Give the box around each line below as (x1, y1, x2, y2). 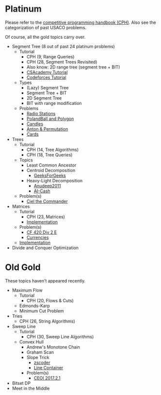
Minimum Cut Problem (19, 308, 64, 314)
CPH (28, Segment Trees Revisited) (26, 59, 97, 65)
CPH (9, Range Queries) (26, 53, 75, 59)
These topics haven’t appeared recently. (5, 278, 86, 284)
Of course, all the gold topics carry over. (5, 34, 86, 40)
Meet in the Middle (12, 385, 50, 391)
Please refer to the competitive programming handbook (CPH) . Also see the (5, 19, 156, 25)
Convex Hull (19, 339, 44, 344)
